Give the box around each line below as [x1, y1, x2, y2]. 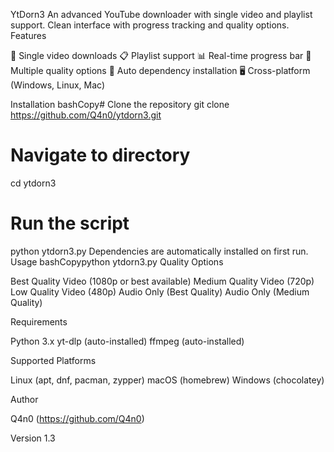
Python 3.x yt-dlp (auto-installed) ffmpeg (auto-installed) [10, 335, 245, 347]
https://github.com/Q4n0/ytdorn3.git [10, 109, 162, 121]
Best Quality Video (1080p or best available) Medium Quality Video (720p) [10, 275, 315, 287]
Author [10, 393, 39, 405]
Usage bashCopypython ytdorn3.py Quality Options [10, 255, 224, 268]
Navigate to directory [10, 144, 191, 167]
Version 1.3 [10, 432, 56, 444]
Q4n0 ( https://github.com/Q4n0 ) [10, 412, 145, 424]
